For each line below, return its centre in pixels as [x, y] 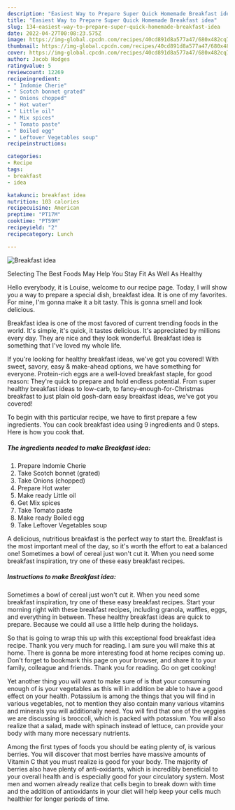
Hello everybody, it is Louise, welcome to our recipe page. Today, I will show [117, 287]
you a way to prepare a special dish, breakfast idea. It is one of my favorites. [117, 294]
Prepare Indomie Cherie [52, 465]
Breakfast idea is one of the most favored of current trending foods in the [113, 323]
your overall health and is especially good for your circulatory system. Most [116, 776]
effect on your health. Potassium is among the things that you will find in [111, 696]
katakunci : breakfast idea [47, 195]
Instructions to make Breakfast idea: [62, 577]
